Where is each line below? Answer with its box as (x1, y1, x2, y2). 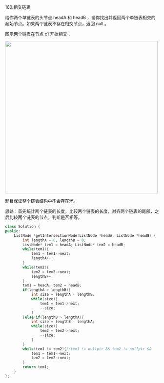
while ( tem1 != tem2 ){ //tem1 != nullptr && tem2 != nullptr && (22, 346, 152, 351)
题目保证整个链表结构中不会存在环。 (5, 198, 78, 204)
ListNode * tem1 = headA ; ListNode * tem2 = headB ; (22, 242, 125, 247)
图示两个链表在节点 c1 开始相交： (5, 31, 72, 37)
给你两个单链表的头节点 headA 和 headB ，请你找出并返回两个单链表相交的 (5, 15, 156, 20)
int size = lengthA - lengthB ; (31, 292, 95, 297)
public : (5, 229, 21, 233)
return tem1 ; (22, 364, 49, 369)
